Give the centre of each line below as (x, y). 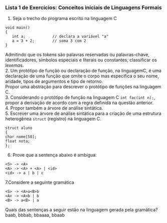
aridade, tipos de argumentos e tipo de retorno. (54, 82)
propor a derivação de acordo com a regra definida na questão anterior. (79, 103)
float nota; (18, 141)
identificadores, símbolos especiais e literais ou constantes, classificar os (81, 60)
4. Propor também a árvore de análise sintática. (54, 108)
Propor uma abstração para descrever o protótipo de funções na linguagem (83, 87)
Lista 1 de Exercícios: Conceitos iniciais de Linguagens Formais (83, 8)
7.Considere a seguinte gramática (40, 182)
